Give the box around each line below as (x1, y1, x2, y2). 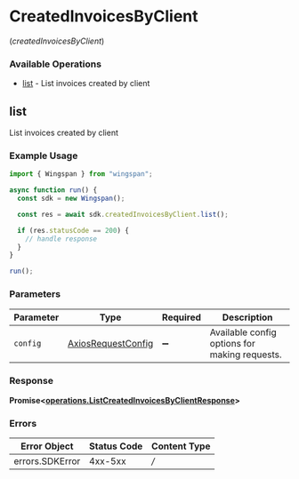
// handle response (25, 234, 98, 243)
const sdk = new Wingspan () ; (17, 194, 125, 204)
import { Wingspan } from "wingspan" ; (9, 170, 153, 179)
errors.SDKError (13, 455, 81, 467)
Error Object (20, 440, 74, 452)
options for (209, 337, 255, 349)
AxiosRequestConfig (67, 337, 154, 349)
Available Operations (9, 58, 102, 70)
